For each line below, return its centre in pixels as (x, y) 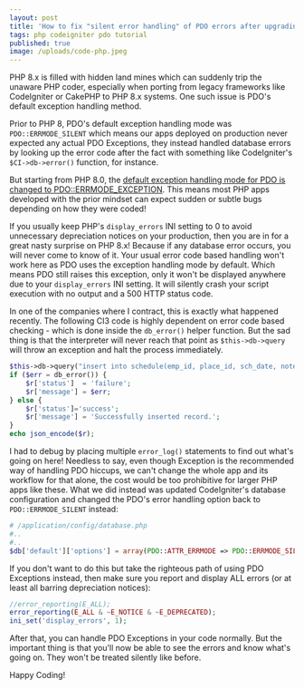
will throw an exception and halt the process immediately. (116, 350)
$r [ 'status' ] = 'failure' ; (78, 383)
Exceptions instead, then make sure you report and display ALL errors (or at (151, 577)
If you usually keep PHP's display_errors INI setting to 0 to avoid (131, 227)
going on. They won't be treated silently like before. (105, 657)
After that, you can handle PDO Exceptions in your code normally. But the (146, 638)
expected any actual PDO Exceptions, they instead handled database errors (150, 143)
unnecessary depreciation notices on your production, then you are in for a (149, 236)
